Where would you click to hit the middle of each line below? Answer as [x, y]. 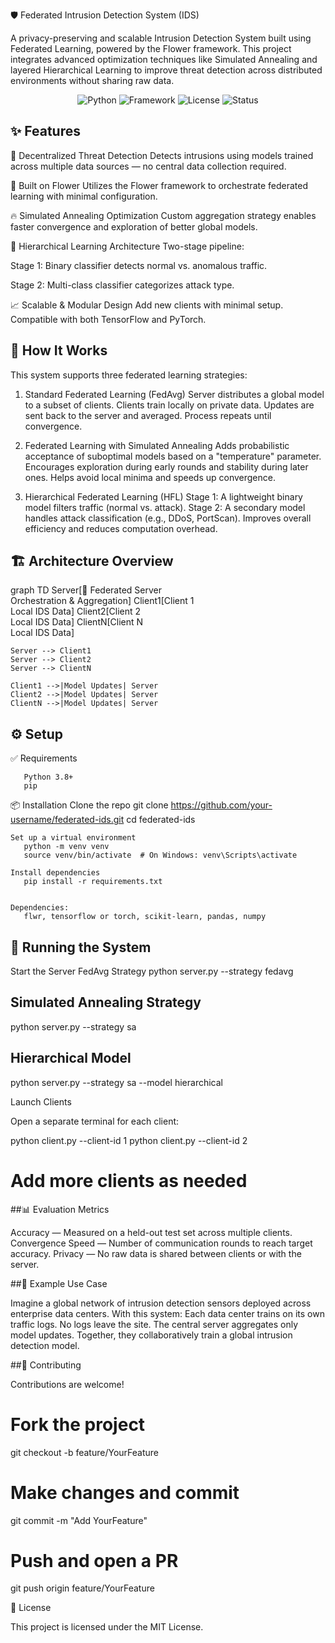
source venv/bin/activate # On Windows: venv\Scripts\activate [160, 855]
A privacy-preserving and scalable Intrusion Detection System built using [161, 38]
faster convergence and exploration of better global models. [134, 226]
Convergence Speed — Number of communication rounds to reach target [161, 1243]
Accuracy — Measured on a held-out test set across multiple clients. [151, 1232]
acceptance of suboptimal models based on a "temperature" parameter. [173, 456]
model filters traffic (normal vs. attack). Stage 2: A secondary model [165, 507]
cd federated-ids [161, 820]
